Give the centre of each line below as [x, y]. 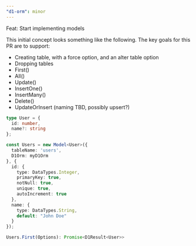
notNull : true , [35, 183]
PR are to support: [28, 46]
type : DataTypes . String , [47, 210]
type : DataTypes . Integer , [48, 172]
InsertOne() [28, 88]
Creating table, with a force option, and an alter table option [87, 57]
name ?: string [28, 129]
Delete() [24, 101]
